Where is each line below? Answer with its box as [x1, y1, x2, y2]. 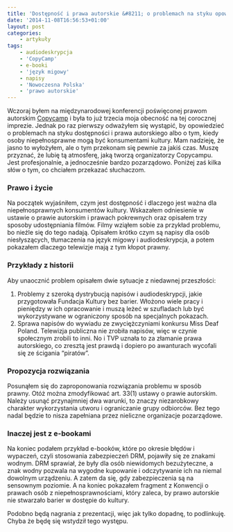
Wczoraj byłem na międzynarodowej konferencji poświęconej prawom [7, 107, 207, 115]
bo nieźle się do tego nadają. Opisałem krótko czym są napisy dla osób [7, 228, 210, 237]
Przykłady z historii [7, 260, 74, 270]
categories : [7, 29, 42, 37]
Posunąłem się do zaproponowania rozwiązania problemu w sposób [7, 382, 202, 390]
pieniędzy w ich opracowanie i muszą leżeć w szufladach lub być [17, 304, 205, 313]
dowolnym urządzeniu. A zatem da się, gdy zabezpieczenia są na [7, 474, 194, 483]
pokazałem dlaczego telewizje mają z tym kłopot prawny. [7, 243, 171, 251]
